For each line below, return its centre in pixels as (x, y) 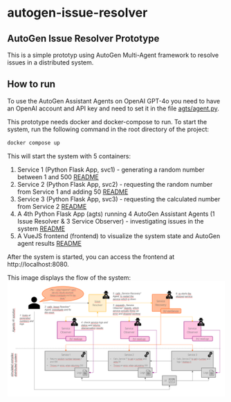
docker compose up (34, 143)
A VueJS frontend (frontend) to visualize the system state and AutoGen (119, 236)
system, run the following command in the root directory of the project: (108, 129)
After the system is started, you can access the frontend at (91, 257)
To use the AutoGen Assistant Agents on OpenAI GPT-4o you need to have (114, 101)
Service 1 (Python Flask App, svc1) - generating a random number (111, 169)
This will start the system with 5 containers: (69, 156)
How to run (31, 84)
